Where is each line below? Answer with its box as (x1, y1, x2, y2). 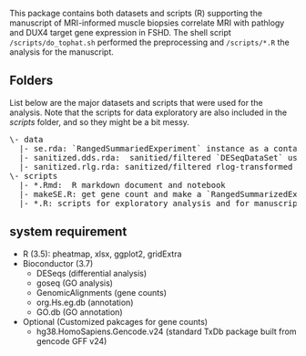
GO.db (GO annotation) (36, 306, 123, 318)
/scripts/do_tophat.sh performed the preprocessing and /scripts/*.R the (9, 37, 290, 47)
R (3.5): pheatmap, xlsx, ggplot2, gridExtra (22, 248, 182, 259)
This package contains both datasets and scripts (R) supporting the (9, 8, 262, 18)
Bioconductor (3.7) (22, 257, 94, 268)
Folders (9, 73, 54, 89)
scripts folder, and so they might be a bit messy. (9, 116, 189, 127)
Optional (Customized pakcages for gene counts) (22, 316, 208, 327)
